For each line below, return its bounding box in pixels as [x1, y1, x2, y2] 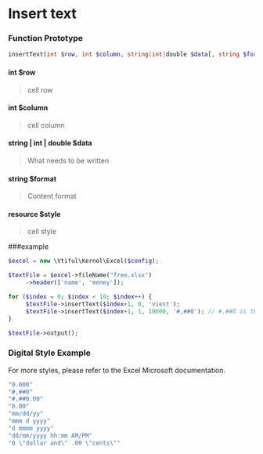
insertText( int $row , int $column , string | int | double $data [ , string [8, 50, 240, 59]
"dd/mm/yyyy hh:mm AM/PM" [8, 431, 92, 440]
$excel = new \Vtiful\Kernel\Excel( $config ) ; [8, 257, 159, 265]
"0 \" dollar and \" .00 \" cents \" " [8, 439, 121, 447]
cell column [27, 120, 65, 130]
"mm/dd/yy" [8, 410, 44, 418]
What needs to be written [27, 156, 110, 165]
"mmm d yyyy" [8, 417, 51, 425]
